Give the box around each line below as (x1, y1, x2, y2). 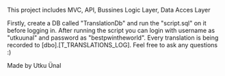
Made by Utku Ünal (7, 62, 62, 69)
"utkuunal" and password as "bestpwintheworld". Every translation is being (7, 34, 219, 42)
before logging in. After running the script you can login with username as (7, 27, 215, 34)
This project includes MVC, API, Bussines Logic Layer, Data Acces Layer (7, 6, 211, 14)
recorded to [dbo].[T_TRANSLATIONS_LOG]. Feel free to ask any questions (7, 41, 217, 49)
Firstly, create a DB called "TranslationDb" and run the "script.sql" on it (7, 19, 207, 27)
